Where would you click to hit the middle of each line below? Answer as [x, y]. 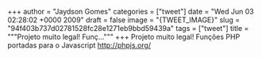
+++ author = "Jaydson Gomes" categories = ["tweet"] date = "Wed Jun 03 [131, 12]
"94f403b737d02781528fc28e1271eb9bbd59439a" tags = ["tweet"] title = [128, 28]
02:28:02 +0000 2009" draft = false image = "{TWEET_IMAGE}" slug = [124, 20]
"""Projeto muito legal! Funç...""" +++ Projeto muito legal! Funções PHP [124, 37]
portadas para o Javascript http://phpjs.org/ [79, 45]
